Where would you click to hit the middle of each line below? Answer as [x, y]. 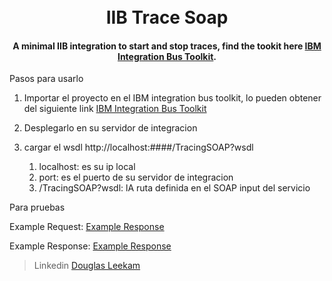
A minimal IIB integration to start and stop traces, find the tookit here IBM [167, 46]
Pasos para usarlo [46, 79]
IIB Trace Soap [167, 17]
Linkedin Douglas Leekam [87, 266]
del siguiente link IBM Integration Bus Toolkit [115, 109]
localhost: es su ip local [87, 167]
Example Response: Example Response [90, 246]
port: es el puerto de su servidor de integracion [136, 177]
